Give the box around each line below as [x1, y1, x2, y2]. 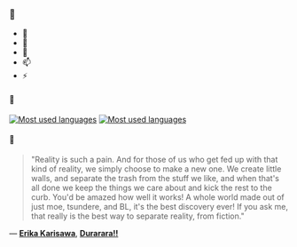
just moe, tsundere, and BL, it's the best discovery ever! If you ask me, [30, 201, 289, 211]
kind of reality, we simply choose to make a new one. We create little [30, 163, 282, 174]
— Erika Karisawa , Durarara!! [9, 227, 119, 238]
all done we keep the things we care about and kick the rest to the [30, 182, 272, 193]
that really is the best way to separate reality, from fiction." [30, 211, 246, 221]
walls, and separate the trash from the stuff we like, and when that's [30, 172, 279, 183]
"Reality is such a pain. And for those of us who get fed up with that [30, 154, 278, 164]
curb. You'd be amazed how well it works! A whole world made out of [30, 191, 285, 203]
